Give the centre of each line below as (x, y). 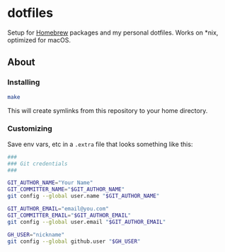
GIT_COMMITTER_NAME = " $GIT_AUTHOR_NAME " (66, 190)
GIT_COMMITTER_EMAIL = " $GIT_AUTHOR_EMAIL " (69, 215)
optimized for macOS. (39, 40)
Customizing (30, 128)
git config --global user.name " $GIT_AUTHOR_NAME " (83, 196)
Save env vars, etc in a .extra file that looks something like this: (100, 144)
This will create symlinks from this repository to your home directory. (108, 110)
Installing (24, 83)
